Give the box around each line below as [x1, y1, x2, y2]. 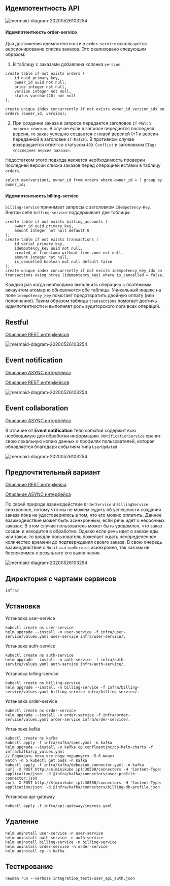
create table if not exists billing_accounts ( [5, 219, 108, 224]
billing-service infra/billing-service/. [50, 689, 140, 695]
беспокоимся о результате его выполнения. [5, 550, 101, 556]
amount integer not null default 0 [14, 228, 90, 233]
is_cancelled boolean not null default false [14, 259, 113, 264]
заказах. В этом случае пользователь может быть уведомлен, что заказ [5, 523, 162, 529]
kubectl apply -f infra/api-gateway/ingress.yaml [5, 804, 113, 809]
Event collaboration [5, 404, 69, 412]
